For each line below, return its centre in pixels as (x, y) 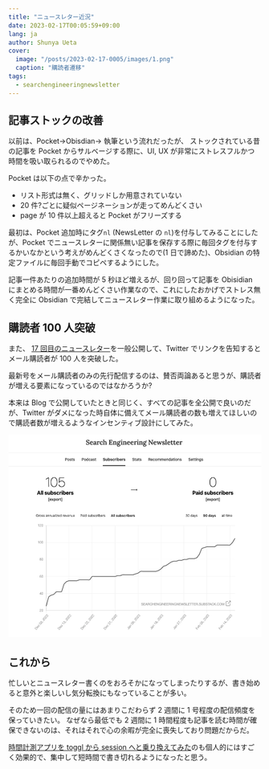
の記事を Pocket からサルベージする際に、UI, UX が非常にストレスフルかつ (132, 151)
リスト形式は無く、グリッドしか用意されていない (101, 195)
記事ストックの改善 (56, 121)
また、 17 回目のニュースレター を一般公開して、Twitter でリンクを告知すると (135, 349)
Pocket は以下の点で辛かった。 (59, 178)
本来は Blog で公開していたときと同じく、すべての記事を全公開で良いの (126, 403)
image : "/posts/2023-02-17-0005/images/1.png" (95, 59)
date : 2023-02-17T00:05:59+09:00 (64, 25)
